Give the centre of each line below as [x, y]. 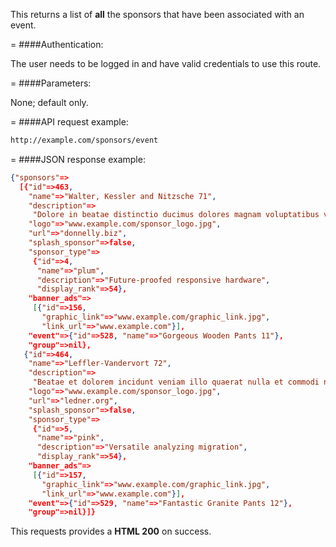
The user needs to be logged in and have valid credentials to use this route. [166, 63]
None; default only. [49, 102]
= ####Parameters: [51, 83]
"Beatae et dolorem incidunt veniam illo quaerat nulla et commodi [176, 382]
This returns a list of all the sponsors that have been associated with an [157, 14]
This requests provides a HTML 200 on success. [111, 531]
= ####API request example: [69, 122]
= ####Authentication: [57, 44]
